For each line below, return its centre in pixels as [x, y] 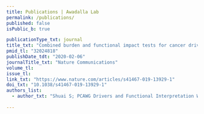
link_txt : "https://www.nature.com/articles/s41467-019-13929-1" [90, 79]
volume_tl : [20, 68]
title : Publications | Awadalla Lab [53, 12]
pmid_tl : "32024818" [32, 51]
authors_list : [24, 91]
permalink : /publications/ [40, 18]
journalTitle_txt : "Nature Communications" [62, 62]
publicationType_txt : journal [45, 40]
